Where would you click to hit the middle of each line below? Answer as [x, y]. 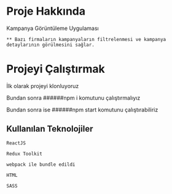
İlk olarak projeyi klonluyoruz [43, 86]
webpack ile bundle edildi [41, 164]
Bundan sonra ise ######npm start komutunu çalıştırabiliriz [82, 110]
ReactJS [16, 143]
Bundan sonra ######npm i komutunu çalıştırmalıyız [73, 98]
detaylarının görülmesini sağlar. [51, 45]
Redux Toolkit [25, 154]
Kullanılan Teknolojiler [50, 129]
